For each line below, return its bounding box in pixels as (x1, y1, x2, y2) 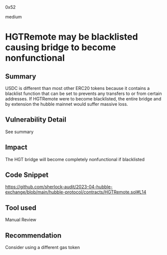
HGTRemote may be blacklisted (5, 31, 138, 43)
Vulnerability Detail (5, 115, 66, 124)
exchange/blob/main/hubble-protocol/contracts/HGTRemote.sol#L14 (5, 189, 147, 195)
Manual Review (5, 217, 36, 223)
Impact (5, 143, 27, 152)
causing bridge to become (5, 42, 116, 53)
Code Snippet (5, 171, 49, 179)
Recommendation (5, 231, 61, 240)
